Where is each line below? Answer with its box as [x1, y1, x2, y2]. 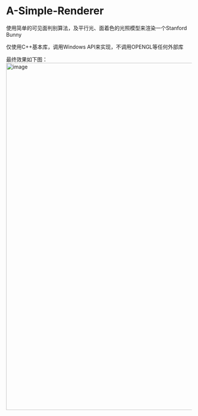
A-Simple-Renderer [6, 4, 104, 18]
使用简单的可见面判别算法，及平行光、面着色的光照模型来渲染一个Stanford [6, 24, 187, 31]
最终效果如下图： [6, 56, 48, 63]
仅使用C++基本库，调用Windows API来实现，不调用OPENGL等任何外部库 [6, 43, 184, 50]
